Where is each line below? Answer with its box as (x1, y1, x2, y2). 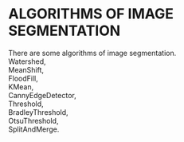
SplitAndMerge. (8, 124, 60, 134)
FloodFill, (8, 73, 38, 83)
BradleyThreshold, (8, 107, 69, 116)
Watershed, (8, 57, 46, 66)
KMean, (8, 81, 34, 92)
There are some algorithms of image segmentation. (8, 48, 177, 57)
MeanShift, (8, 65, 45, 74)
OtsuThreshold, (8, 116, 59, 125)
